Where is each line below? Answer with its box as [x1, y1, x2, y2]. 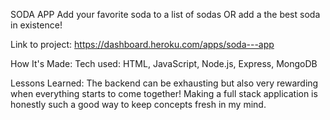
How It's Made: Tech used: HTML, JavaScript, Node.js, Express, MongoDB [10, 58, 318, 69]
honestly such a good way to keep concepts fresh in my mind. [10, 99, 267, 110]
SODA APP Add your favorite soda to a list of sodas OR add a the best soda [10, 9, 321, 20]
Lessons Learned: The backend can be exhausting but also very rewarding [10, 77, 319, 89]
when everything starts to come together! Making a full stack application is [10, 88, 318, 99]
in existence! [10, 19, 63, 31]
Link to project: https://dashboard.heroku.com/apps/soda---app [10, 39, 275, 50]
